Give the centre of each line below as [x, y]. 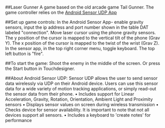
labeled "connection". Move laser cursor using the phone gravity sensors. [81, 32]
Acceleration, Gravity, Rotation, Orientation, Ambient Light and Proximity [79, 99]
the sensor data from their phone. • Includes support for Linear [70, 94]
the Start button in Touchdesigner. [40, 68]
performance [19, 120]
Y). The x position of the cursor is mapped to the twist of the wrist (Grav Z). [82, 43]
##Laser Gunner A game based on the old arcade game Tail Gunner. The [80, 7]
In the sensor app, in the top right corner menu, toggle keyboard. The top [80, 48]
